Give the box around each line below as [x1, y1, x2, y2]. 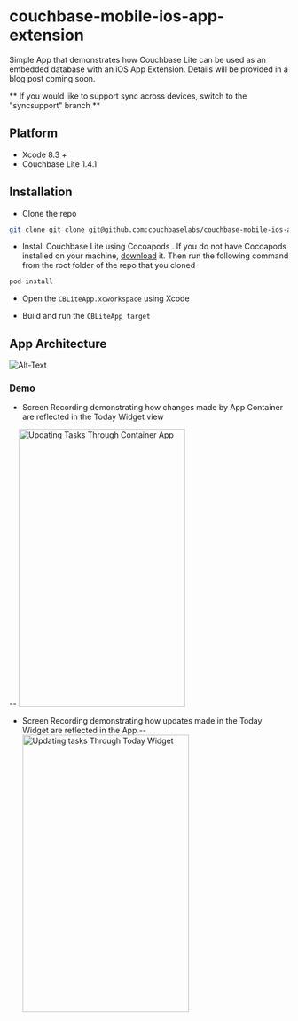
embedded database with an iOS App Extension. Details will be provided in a [9, 64, 288, 75]
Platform [9, 126, 59, 141]
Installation [9, 185, 73, 200]
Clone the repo [21, 208, 77, 218]
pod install [9, 277, 53, 286]
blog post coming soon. [9, 73, 96, 83]
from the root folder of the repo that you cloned [21, 260, 196, 271]
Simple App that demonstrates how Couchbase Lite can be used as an [9, 54, 266, 65]
